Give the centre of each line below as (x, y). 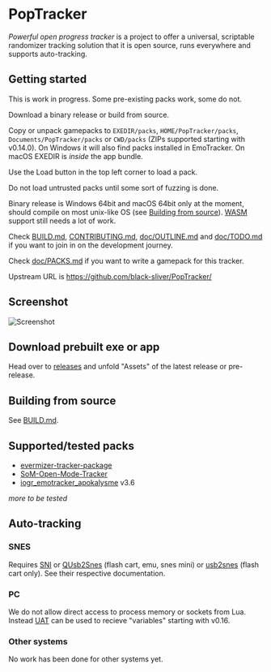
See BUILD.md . (34, 420)
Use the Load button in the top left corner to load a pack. (103, 172)
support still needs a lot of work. (62, 221)
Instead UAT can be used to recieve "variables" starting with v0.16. (119, 620)
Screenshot (38, 302)
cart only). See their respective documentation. (87, 573)
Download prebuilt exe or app (84, 347)
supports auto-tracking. (48, 54)
